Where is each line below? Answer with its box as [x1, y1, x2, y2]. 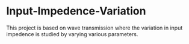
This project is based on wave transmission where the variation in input [6, 24, 183, 31]
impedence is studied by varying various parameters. [6, 30, 138, 37]
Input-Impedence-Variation [6, 4, 146, 18]
